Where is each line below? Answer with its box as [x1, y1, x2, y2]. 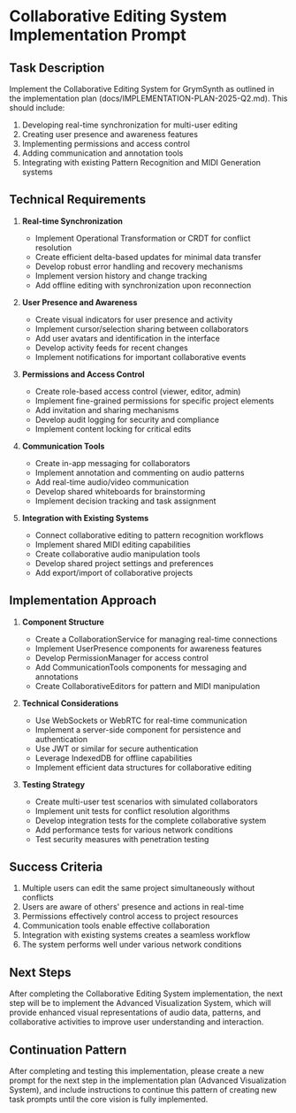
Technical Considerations [21, 697, 119, 709]
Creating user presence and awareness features [21, 129, 199, 139]
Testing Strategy [21, 779, 86, 789]
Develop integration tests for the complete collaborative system [34, 815, 267, 825]
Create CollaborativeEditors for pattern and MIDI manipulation [34, 680, 261, 691]
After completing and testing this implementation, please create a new [9, 1066, 265, 1077]
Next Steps [9, 964, 72, 979]
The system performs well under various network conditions [21, 940, 242, 950]
